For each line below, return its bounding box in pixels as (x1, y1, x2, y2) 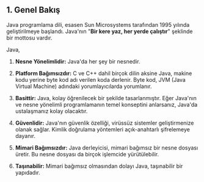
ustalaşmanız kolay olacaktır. (15, 107, 88, 115)
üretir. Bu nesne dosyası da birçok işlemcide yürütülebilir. (15, 150, 159, 158)
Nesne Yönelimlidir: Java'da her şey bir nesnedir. (15, 57, 140, 65)
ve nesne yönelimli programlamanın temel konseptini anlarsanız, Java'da (15, 101, 198, 108)
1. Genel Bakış (6, 5, 60, 15)
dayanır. (15, 132, 35, 139)
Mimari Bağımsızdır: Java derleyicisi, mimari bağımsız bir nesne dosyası (15, 144, 199, 151)
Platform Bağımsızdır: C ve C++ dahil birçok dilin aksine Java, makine (15, 70, 192, 77)
